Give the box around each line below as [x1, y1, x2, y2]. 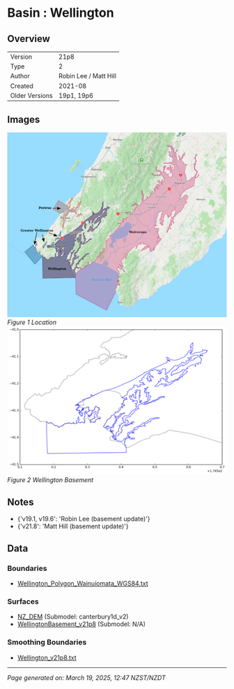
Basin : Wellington [7, 5, 114, 21]
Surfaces [7, 596, 40, 606]
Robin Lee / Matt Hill [58, 72, 117, 80]
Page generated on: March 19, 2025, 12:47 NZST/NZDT [7, 673, 166, 682]
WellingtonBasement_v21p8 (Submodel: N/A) [17, 620, 146, 628]
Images [7, 113, 40, 125]
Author [10, 72, 30, 80]
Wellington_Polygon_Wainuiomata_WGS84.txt [17, 579, 148, 588]
